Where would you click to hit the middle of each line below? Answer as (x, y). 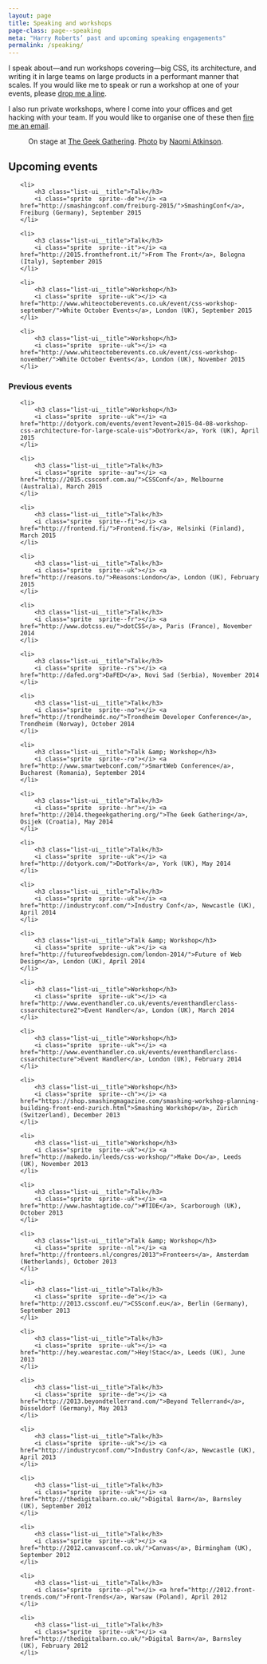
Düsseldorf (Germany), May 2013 (73, 1409)
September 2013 (45, 1311)
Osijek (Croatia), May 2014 (66, 822)
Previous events (40, 386)
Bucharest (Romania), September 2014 (82, 773)
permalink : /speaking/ (46, 45)
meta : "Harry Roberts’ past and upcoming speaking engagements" (117, 38)
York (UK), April (231, 431)
